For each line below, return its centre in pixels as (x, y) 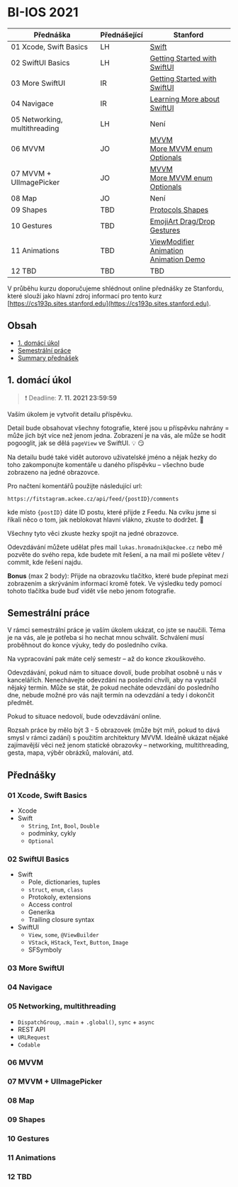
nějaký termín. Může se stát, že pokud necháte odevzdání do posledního (113, 687)
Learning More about (185, 99)
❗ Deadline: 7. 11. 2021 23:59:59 (71, 398)
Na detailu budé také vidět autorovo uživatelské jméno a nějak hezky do (112, 457)
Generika (41, 912)
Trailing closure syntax (61, 920)
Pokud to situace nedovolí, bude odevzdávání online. (84, 716)
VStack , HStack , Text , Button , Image (78, 943)
